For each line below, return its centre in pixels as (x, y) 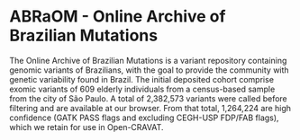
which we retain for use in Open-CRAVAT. (86, 127)
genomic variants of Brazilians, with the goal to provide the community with (150, 70)
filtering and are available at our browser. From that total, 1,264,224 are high (150, 108)
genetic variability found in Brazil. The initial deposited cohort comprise (142, 79)
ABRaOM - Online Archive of (118, 17)
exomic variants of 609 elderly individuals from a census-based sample (142, 89)
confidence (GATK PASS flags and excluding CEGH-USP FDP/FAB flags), (144, 118)
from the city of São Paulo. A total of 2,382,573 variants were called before (149, 98)
